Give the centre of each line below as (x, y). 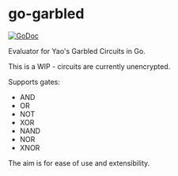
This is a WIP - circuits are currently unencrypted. (89, 66)
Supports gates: (34, 82)
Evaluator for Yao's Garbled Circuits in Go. (77, 51)
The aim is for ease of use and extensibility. (79, 163)
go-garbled (46, 14)
